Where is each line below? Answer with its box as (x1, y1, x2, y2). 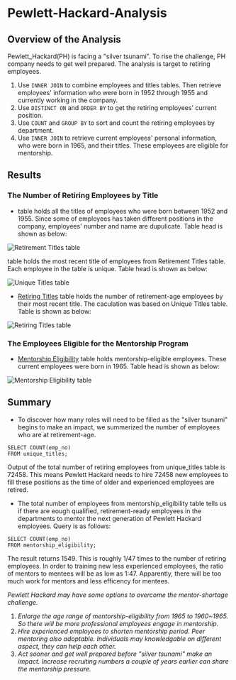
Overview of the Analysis (7, 33, 122, 45)
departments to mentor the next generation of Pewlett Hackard (17, 514, 202, 522)
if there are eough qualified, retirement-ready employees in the (17, 506, 202, 515)
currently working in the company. (17, 96, 118, 104)
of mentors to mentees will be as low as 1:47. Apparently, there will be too (7, 569, 222, 578)
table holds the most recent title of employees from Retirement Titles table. (7, 257, 226, 265)
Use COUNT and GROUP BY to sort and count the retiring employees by (17, 119, 215, 127)
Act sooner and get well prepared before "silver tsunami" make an (17, 649, 213, 658)
